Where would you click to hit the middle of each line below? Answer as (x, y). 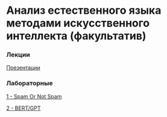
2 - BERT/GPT (24, 108)
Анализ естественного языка (84, 10)
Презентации (23, 68)
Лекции (18, 55)
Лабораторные (30, 83)
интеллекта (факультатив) (76, 36)
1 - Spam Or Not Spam (34, 96)
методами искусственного (78, 23)
